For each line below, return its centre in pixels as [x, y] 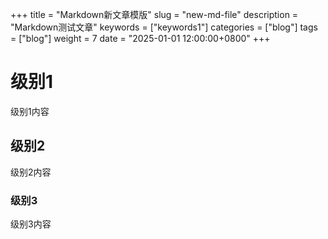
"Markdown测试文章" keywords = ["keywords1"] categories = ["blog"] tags [164, 27]
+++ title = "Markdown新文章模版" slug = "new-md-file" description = [154, 14]
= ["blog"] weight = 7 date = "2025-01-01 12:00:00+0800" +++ [140, 38]
